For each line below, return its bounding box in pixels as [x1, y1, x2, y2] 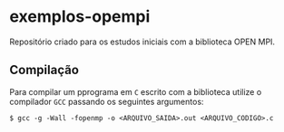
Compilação [9, 62, 80, 78]
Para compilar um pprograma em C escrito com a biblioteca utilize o [9, 86, 262, 97]
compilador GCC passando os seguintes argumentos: [9, 96, 204, 107]
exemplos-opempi [9, 6, 151, 27]
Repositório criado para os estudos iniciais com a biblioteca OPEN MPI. [9, 36, 275, 47]
